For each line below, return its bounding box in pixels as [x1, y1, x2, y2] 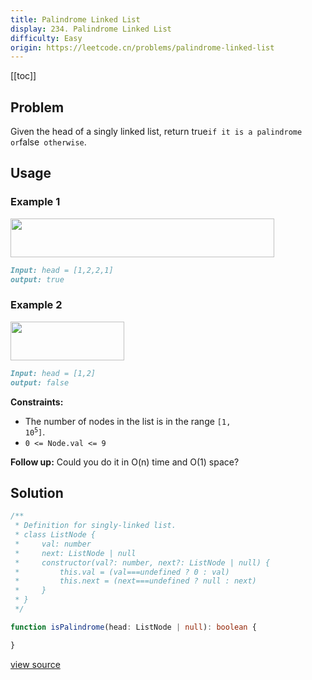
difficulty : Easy [10, 33, 83, 43]
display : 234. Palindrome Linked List [10, 24, 172, 34]
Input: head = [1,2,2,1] [10, 265, 114, 275]
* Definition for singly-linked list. [14, 521, 177, 531]
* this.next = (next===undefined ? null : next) [14, 576, 257, 586]
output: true [10, 274, 65, 285]
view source [10, 658, 61, 670]
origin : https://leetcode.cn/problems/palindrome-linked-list [10, 42, 275, 53]
